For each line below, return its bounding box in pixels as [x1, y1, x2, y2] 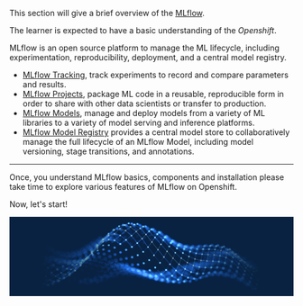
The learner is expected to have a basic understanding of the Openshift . [9, 25, 277, 35]
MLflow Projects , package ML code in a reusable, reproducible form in [22, 89, 284, 99]
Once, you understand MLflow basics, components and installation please [9, 172, 285, 183]
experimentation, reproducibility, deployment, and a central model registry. [9, 52, 287, 62]
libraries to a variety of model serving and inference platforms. [22, 117, 255, 128]
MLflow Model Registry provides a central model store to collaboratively [22, 127, 290, 138]
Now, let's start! [9, 199, 68, 210]
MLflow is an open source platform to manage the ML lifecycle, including [9, 42, 280, 53]
